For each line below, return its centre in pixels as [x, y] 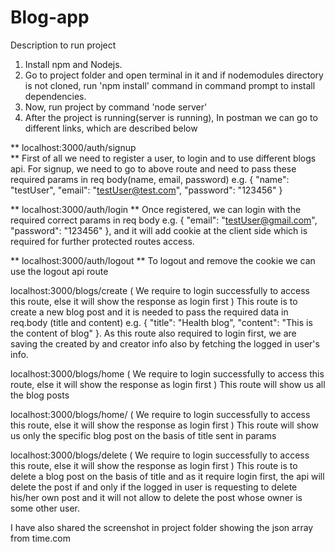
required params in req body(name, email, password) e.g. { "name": [150, 179]
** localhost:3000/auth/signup [73, 147]
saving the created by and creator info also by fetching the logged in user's [165, 343]
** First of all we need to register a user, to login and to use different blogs [163, 158]
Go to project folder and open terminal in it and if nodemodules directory [174, 75]
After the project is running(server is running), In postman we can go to [171, 117]
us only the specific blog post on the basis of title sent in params [143, 435]
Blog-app [50, 17]
